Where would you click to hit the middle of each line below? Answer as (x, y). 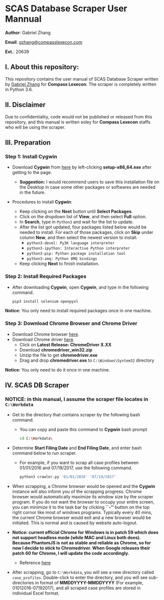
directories (23, 583)
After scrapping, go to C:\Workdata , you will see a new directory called (83, 572)
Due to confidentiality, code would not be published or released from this (79, 116)
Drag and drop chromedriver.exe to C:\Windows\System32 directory (87, 360)
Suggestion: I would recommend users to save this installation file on (89, 182)
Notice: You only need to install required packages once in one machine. (79, 311)
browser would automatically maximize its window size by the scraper (83, 497)
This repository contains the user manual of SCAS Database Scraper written (82, 79)
